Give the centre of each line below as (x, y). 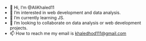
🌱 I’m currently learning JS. (37, 18)
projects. (19, 28)
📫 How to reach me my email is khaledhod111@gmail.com (68, 33)
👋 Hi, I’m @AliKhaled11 (32, 7)
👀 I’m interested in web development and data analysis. (65, 13)
